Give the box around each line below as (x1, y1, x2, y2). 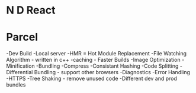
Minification (6, 62, 35, 69)
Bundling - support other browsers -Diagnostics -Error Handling (34, 69, 191, 76)
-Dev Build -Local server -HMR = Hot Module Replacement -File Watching (6, 50, 187, 57)
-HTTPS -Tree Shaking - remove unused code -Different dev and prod (6, 75, 178, 82)
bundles (6, 81, 26, 88)
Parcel (6, 31, 38, 44)
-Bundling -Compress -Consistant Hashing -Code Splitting (36, 62, 179, 69)
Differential (6, 69, 33, 76)
